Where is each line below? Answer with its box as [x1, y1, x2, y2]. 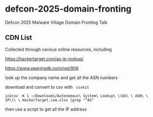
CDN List [5, 33, 32, 42]
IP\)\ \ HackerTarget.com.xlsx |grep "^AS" [5, 98, 94, 102]
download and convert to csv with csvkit [5, 84, 90, 90]
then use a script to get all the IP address [5, 106, 87, 112]
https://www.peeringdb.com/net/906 [5, 65, 79, 71]
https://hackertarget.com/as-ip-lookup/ [5, 56, 84, 62]
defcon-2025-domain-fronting [5, 3, 132, 15]
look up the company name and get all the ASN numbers [5, 74, 118, 81]
